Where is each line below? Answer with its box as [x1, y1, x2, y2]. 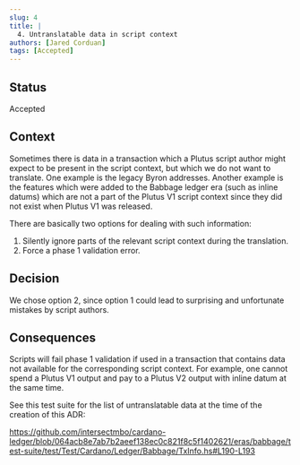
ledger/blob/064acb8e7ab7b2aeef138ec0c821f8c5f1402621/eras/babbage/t [9, 436, 291, 447]
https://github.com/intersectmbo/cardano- [9, 426, 167, 437]
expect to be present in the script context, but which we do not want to [9, 162, 271, 173]
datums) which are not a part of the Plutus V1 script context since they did [9, 191, 283, 202]
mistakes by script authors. [9, 304, 109, 314]
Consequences [9, 330, 97, 345]
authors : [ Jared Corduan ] [9, 38, 106, 47]
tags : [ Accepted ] [9, 47, 74, 56]
